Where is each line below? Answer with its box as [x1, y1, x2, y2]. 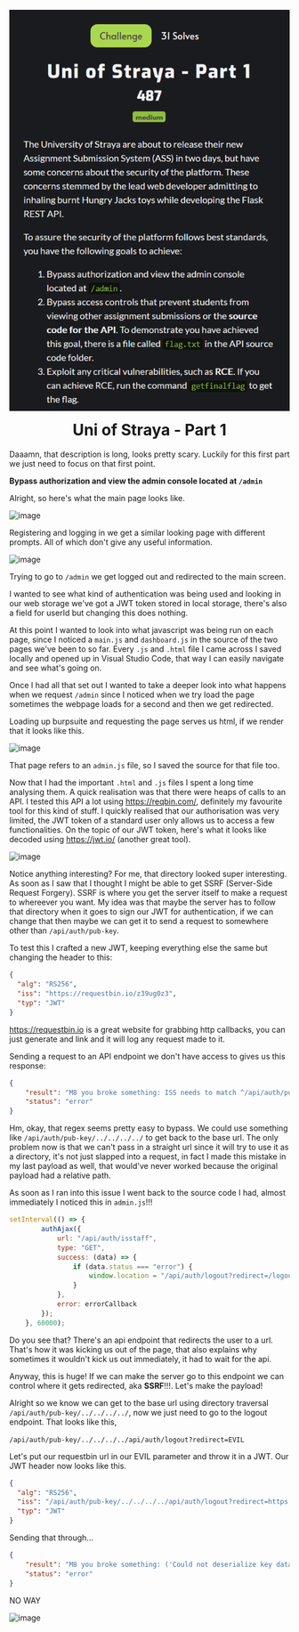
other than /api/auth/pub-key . [9, 925, 120, 936]
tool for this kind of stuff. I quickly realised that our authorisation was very [9, 806, 279, 816]
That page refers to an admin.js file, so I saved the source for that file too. [9, 760, 280, 771]
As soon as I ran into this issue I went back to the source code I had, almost [9, 1188, 287, 1198]
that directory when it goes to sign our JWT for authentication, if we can [9, 906, 274, 917]
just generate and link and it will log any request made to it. [9, 1034, 225, 1044]
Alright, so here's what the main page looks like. [9, 493, 185, 504]
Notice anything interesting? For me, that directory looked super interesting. [9, 869, 287, 880]
